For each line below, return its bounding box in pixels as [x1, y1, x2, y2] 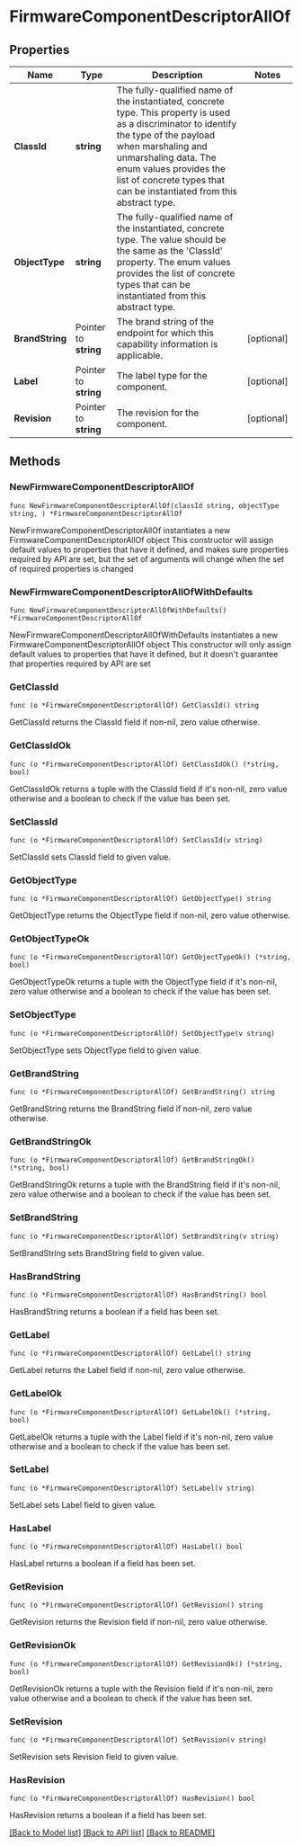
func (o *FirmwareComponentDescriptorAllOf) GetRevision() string [9, 1601, 263, 1610]
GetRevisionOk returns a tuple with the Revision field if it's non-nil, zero [9, 1683, 273, 1694]
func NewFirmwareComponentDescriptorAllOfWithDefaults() [9, 605, 227, 615]
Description [151, 69, 204, 81]
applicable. [116, 349, 164, 361]
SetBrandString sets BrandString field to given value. [9, 1247, 205, 1258]
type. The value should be [116, 234, 226, 245]
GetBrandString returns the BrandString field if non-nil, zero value [9, 1103, 253, 1114]
